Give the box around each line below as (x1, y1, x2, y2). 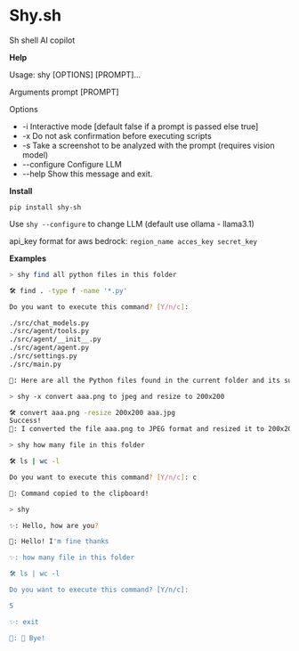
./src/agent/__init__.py (9, 335, 101, 344)
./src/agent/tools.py (9, 327, 90, 336)
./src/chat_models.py (9, 318, 90, 328)
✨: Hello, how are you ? (9, 521, 100, 530)
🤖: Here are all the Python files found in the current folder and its (9, 376, 280, 385)
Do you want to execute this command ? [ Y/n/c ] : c (9, 473, 198, 482)
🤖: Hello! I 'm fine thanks (9, 537, 109, 546)
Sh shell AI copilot (9, 35, 76, 45)
